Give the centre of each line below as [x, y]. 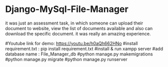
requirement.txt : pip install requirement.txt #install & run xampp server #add [84, 48]
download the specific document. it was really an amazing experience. [78, 33]
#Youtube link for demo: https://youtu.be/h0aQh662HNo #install [71, 43]
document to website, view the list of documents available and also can [79, 28]
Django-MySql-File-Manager [67, 9]
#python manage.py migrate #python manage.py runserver [66, 59]
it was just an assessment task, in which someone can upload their [74, 23]
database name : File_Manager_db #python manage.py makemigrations [79, 54]
